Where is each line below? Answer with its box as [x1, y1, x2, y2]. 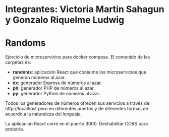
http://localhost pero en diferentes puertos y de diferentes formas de [5, 106, 148, 112]
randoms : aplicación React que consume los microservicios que [12, 69, 147, 75]
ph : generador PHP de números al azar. [12, 85, 95, 91]
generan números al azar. [12, 75, 66, 81]
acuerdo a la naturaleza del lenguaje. [5, 111, 82, 117]
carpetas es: [5, 59, 31, 65]
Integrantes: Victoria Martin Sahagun [5, 4, 164, 15]
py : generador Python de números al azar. [12, 91, 101, 97]
